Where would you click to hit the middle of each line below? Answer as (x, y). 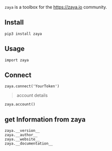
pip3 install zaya (23, 34)
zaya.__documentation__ (29, 144)
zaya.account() (20, 104)
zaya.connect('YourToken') (32, 86)
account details (32, 96)
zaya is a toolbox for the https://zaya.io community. (56, 7)
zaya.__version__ (22, 131)
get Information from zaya (45, 119)
